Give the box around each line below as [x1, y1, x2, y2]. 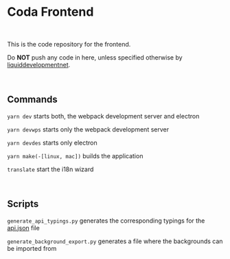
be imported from [7, 244, 57, 252]
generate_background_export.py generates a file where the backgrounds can [7, 237, 223, 245]
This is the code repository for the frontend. [7, 40, 131, 48]
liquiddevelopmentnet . [7, 60, 71, 69]
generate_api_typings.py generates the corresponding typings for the [7, 217, 205, 225]
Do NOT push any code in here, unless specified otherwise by [7, 53, 183, 62]
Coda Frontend [7, 4, 94, 20]
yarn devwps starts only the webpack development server [7, 125, 170, 134]
